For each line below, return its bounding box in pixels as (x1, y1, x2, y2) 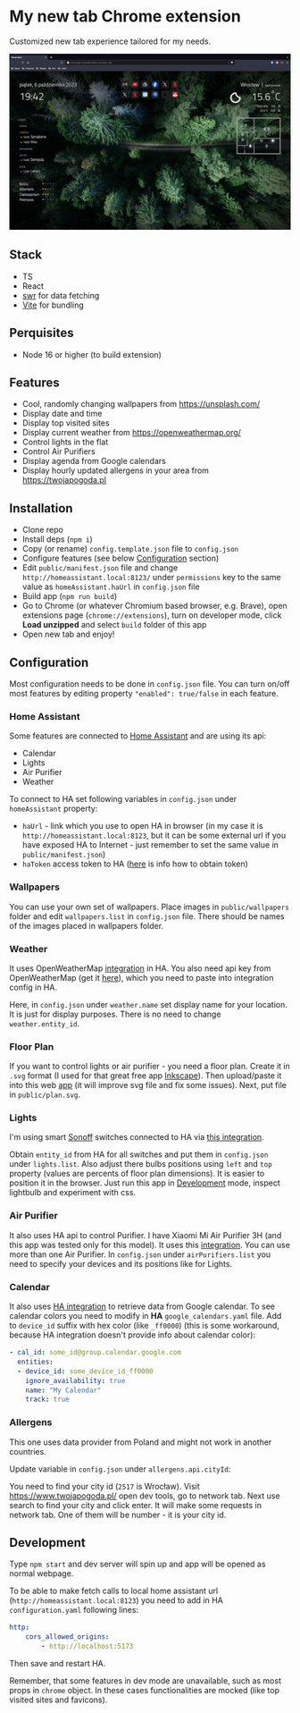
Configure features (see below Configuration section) (21, 553, 220, 564)
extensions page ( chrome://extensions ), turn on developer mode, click (21, 610, 282, 620)
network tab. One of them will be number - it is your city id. (9, 1509, 227, 1520)
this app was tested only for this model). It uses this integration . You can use (9, 1239, 290, 1250)
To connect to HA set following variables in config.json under (9, 794, 237, 805)
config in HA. (9, 982, 58, 992)
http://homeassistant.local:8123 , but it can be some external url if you (21, 830, 287, 841)
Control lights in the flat (21, 436, 109, 448)
